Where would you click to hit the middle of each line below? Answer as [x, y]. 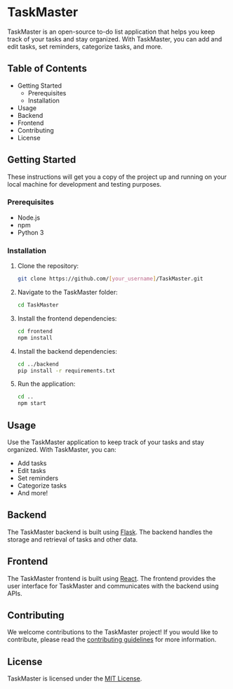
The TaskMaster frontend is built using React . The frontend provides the [112, 578]
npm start [32, 403]
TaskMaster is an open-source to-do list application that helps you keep [111, 32]
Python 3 [31, 232]
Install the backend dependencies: [67, 351]
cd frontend [35, 331]
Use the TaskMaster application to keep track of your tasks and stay [106, 442]
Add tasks [32, 463]
